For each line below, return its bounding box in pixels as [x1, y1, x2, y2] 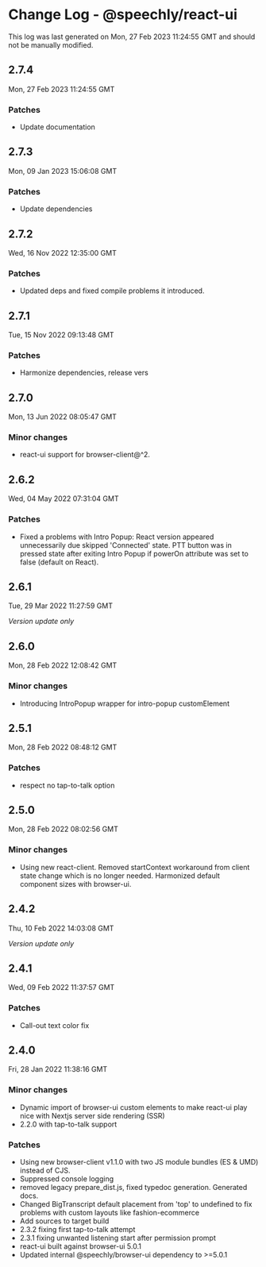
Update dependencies [19, 204, 93, 214]
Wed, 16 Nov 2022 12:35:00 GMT [8, 248, 117, 257]
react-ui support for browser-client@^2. [19, 450, 151, 460]
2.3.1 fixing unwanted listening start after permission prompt [19, 1233, 217, 1243]
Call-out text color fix [19, 1020, 90, 1030]
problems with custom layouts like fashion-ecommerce [19, 1208, 200, 1218]
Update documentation [19, 122, 95, 132]
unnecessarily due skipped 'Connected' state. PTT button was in [19, 540, 232, 549]
